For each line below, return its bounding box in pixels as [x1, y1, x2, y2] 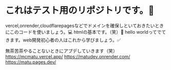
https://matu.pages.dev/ [5, 59, 56, 65]
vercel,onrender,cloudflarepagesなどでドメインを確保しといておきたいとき [5, 22, 164, 29]
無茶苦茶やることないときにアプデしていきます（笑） [5, 48, 118, 54]
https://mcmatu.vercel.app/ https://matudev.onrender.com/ [5, 53, 130, 59]
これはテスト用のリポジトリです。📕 [5, 5, 155, 16]
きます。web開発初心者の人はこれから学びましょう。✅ [5, 37, 121, 43]
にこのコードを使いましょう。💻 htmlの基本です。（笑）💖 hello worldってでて [5, 29, 166, 35]
